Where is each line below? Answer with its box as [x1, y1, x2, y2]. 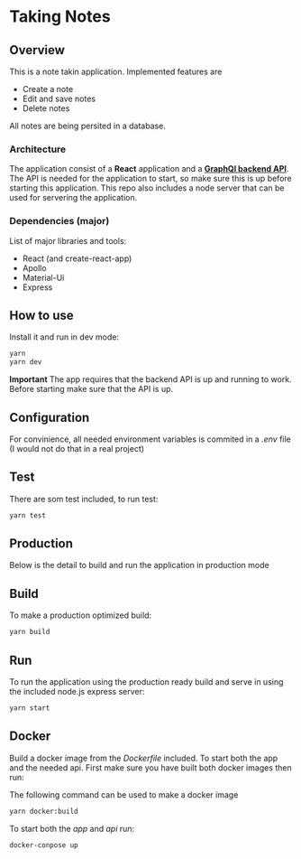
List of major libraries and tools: [9, 235, 127, 246]
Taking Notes [9, 6, 111, 27]
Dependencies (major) [9, 215, 110, 228]
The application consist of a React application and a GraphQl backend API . [9, 163, 289, 174]
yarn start [9, 703, 50, 713]
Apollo [22, 262, 47, 273]
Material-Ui [22, 272, 65, 283]
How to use [9, 307, 74, 322]
